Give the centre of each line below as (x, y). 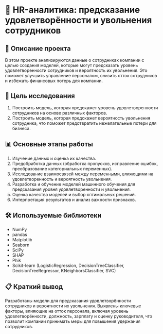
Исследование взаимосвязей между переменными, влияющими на (83, 174)
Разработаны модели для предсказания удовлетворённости (68, 301)
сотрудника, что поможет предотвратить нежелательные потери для (84, 123)
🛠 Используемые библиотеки (53, 216)
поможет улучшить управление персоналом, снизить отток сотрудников (81, 75)
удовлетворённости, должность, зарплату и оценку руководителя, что (79, 316)
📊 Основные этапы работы (49, 144)
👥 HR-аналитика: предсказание (72, 10)
